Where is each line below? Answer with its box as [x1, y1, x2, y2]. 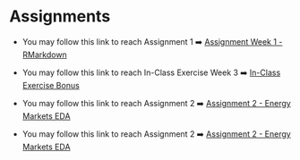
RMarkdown [21, 49, 67, 60]
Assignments [9, 6, 111, 27]
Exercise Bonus [21, 80, 81, 90]
